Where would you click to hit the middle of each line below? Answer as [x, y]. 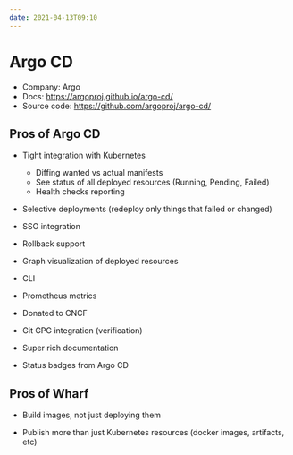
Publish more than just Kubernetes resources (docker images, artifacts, [153, 433]
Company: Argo [51, 87]
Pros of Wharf [49, 394]
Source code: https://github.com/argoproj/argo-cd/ [117, 106]
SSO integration [51, 227]
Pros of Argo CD [55, 134]
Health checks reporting [80, 192]
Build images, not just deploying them [92, 415]
